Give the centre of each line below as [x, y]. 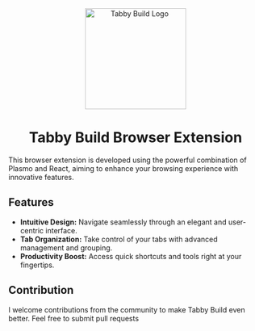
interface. [62, 230]
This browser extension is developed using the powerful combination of [128, 160]
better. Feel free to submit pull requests [74, 318]
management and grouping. [66, 247]
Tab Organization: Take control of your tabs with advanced [119, 239]
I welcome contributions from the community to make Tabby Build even [127, 309]
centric [32, 230]
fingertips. [37, 265]
